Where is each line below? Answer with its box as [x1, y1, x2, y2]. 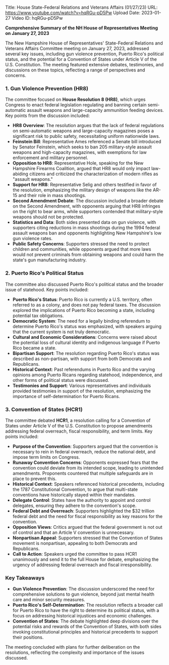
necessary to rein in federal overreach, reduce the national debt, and [12, 448, 156, 455]
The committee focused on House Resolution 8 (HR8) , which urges [5, 96, 146, 103]
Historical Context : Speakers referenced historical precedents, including [12, 481, 164, 487]
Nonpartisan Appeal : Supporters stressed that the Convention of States [12, 534, 163, 541]
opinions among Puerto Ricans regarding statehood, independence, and [12, 372, 162, 378]
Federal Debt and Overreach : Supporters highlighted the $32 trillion [12, 507, 155, 514]
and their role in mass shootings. [18, 192, 87, 199]
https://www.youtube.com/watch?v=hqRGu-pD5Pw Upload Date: [5, 10, 140, 16]
